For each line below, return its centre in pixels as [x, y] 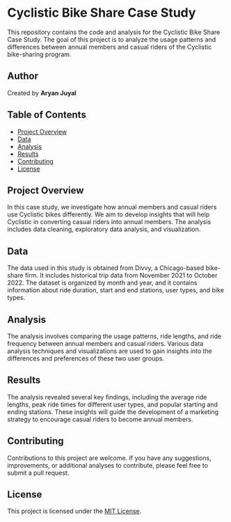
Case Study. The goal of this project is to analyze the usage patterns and [112, 39]
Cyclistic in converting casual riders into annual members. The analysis [109, 222]
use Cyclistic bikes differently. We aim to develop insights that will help [109, 214]
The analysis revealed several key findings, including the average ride [107, 397]
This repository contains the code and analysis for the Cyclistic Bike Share [114, 32]
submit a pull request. [38, 473]
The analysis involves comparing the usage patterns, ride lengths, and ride [114, 336]
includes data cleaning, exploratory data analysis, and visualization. [104, 229]
